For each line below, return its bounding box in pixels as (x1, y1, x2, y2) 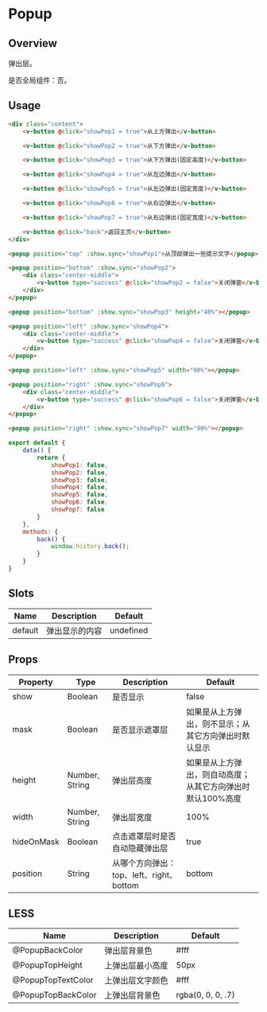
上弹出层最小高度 (104, 960, 168, 971)
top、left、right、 (112, 869, 178, 880)
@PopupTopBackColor (12, 990, 97, 1001)
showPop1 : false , (50, 461, 109, 469)
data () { (22, 446, 52, 454)
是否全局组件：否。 (8, 76, 72, 84)
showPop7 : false (50, 506, 105, 514)
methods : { (22, 527, 59, 535)
